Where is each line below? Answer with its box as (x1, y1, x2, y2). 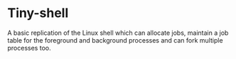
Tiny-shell (7, 5, 69, 21)
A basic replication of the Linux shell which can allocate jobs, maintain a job (7, 28, 229, 37)
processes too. (7, 43, 51, 52)
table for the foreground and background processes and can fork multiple (7, 36, 223, 44)
